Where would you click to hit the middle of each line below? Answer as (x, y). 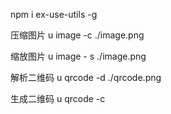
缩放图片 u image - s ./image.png (78, 56)
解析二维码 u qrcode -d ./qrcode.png (86, 77)
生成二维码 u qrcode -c (58, 98)
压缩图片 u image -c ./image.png (77, 35)
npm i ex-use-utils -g (54, 14)
